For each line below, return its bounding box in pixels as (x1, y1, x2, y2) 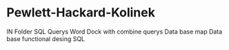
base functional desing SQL (6, 34, 86, 42)
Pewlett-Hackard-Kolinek (6, 5, 156, 21)
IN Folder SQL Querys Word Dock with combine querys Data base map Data (6, 27, 223, 36)
